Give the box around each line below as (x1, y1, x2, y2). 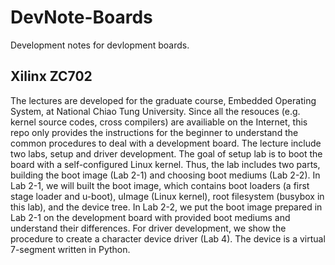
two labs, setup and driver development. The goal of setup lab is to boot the (10, 147, 323, 160)
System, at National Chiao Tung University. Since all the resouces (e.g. (10, 105, 301, 117)
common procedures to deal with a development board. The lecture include (10, 137, 322, 149)
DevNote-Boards (10, 6, 153, 29)
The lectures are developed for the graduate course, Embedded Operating (10, 94, 317, 106)
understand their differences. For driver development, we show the (10, 222, 287, 234)
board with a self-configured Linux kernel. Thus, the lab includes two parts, (10, 158, 321, 170)
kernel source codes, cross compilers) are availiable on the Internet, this (10, 116, 308, 128)
